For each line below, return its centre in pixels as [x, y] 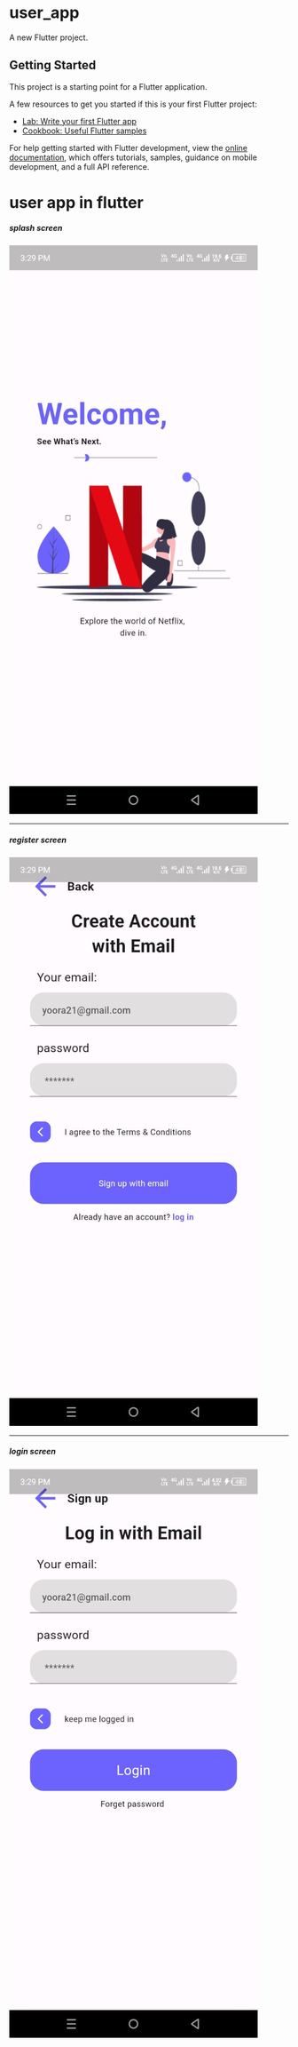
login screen [32, 1452]
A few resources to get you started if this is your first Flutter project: [133, 104]
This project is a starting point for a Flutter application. [108, 86]
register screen [38, 840]
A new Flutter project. [49, 37]
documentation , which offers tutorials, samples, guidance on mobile [133, 157]
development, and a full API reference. [79, 166]
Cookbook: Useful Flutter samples [84, 131]
